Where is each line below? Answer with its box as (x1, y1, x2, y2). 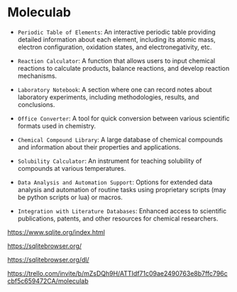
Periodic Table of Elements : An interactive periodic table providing (17, 28, 216, 36)
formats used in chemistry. (17, 121, 97, 130)
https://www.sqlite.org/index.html (7, 228, 105, 236)
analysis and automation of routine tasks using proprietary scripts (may (17, 185, 226, 193)
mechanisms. (17, 72, 57, 80)
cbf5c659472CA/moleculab (7, 276, 89, 285)
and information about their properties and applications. (17, 142, 181, 151)
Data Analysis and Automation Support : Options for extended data (17, 178, 213, 186)
